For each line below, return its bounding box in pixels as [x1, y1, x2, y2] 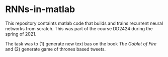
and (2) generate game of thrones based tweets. [5, 46, 106, 52]
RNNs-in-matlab [5, 4, 75, 15]
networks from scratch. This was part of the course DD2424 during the [5, 25, 153, 31]
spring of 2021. [5, 31, 37, 37]
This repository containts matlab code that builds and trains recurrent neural [5, 20, 163, 26]
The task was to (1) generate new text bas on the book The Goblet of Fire [5, 40, 157, 46]
